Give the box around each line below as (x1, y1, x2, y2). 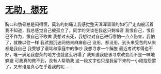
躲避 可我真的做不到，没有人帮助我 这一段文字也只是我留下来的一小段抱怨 (5, 58, 152, 63)
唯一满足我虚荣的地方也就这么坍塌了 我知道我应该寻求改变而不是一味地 (13, 51, 155, 57)
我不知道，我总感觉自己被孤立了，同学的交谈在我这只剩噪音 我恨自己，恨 (5, 27, 151, 33)
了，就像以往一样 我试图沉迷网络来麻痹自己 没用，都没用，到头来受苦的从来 (5, 39, 156, 45)
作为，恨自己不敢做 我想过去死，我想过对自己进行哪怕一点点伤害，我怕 (13, 33, 155, 39)
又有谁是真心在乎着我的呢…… (13, 63, 72, 69)
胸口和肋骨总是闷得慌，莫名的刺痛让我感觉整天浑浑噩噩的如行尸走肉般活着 (5, 21, 154, 27)
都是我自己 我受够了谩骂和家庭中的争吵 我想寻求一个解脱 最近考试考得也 (5, 45, 149, 51)
